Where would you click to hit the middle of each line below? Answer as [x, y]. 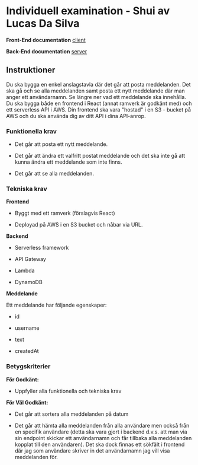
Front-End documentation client [46, 40]
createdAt [27, 351]
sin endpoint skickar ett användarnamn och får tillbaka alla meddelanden [103, 438]
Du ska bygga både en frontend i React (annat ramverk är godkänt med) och [99, 103]
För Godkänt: [23, 379]
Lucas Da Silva [43, 23]
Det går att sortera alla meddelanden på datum [72, 414]
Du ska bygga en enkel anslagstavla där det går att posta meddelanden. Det [98, 84]
